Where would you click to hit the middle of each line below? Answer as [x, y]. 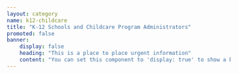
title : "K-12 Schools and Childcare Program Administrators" [99, 27]
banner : [18, 40]
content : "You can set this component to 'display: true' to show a [123, 60]
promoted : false [31, 33]
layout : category [32, 14]
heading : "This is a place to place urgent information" [106, 54]
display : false [42, 47]
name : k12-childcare [37, 20]
